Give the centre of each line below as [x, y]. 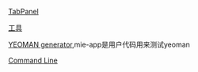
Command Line [33, 60]
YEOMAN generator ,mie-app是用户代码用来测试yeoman [99, 44]
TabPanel [24, 11]
